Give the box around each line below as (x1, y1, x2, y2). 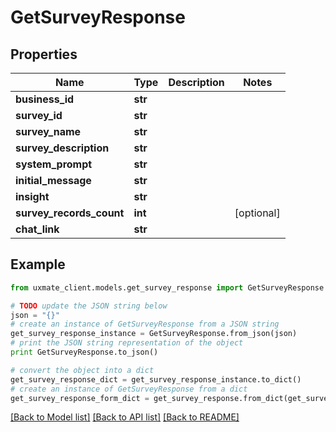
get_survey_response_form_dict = (10, 393, 150, 403)
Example (10, 256, 66, 273)
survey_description (15, 141, 110, 155)
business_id (15, 92, 75, 106)
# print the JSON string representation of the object (10, 338, 244, 348)
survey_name (15, 125, 82, 138)
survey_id (15, 109, 63, 122)
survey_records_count (15, 206, 125, 220)
